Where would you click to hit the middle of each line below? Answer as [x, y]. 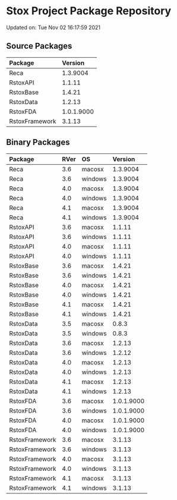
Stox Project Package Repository [89, 11]
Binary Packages [38, 142]
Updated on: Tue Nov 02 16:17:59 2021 [53, 27]
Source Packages [39, 46]
